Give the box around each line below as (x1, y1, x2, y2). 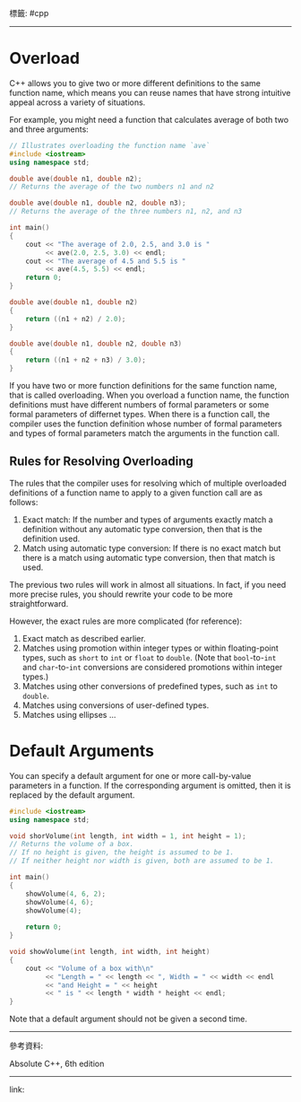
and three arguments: (9, 124, 90, 135)
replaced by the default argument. (9, 789, 135, 800)
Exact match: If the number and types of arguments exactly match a (21, 514, 273, 525)
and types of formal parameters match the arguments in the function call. (9, 428, 280, 439)
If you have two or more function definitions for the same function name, (9, 380, 278, 391)
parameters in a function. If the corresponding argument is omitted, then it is (9, 780, 291, 791)
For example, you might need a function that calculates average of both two (9, 114, 289, 125)
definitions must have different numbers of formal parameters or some (9, 399, 270, 410)
